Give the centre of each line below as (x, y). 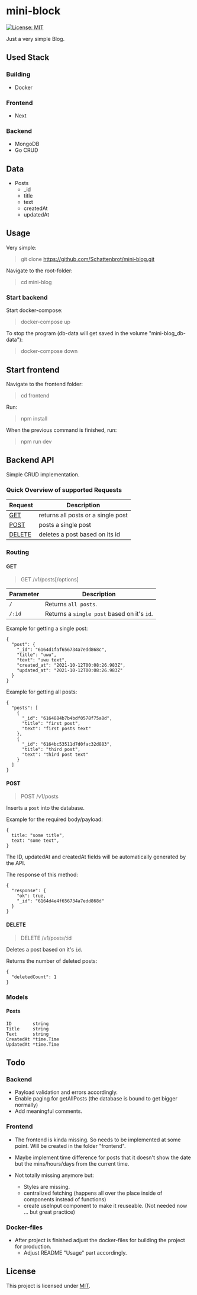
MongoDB (27, 144)
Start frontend (33, 370)
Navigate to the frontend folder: (45, 384)
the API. (16, 863)
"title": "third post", (51, 750)
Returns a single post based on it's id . (99, 614)
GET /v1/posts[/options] (49, 580)
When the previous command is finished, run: (62, 430)
